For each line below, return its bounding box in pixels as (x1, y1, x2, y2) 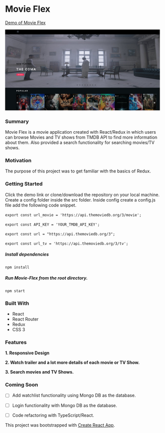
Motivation (5, 157, 32, 164)
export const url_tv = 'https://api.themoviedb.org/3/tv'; (5, 241, 129, 246)
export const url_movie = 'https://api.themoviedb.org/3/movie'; (5, 212, 141, 217)
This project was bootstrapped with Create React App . (5, 422, 115, 428)
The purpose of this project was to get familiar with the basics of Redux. (5, 168, 151, 174)
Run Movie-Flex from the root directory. (5, 275, 88, 281)
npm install (5, 264, 29, 270)
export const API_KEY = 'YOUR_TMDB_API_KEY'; (5, 222, 100, 227)
